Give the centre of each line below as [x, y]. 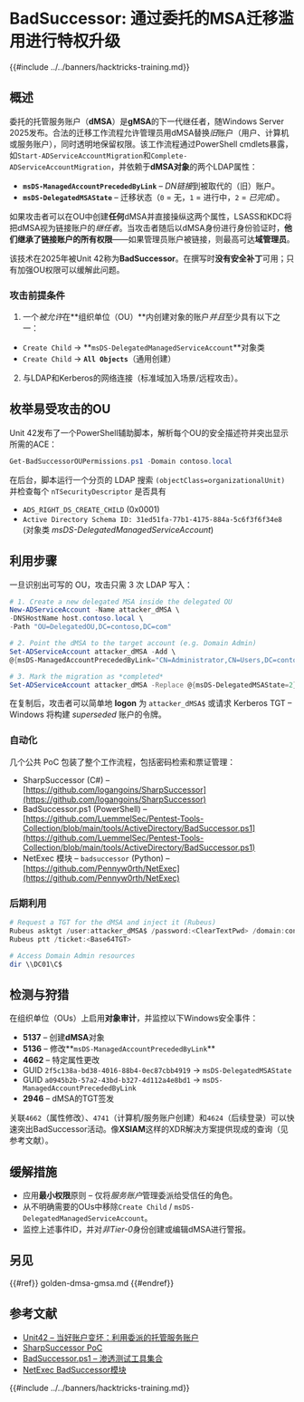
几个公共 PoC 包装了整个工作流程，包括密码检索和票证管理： [123, 761]
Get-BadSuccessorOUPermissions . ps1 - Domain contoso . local [121, 461]
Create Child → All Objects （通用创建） [99, 359]
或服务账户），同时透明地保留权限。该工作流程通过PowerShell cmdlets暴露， [152, 144]
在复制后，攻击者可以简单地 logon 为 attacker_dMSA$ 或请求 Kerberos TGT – [151, 703]
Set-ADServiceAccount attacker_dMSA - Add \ [93, 652]
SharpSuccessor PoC [62, 1348]
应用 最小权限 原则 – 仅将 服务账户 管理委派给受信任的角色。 [130, 1195]
